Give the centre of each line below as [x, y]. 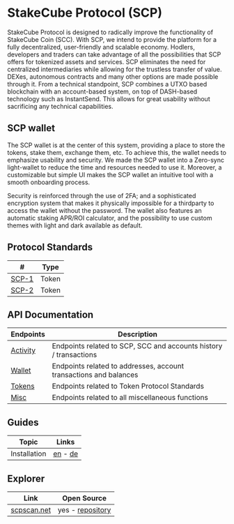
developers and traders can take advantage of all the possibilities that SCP [114, 54]
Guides [23, 422]
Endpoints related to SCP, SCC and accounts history [137, 346]
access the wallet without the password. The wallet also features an [104, 210]
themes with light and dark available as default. [75, 225]
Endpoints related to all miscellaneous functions [130, 398]
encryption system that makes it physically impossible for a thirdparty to [111, 203]
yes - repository [84, 510]
